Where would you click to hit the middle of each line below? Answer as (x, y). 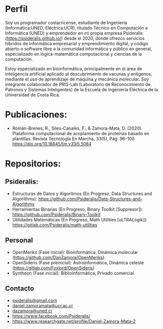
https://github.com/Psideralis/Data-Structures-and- (91, 199)
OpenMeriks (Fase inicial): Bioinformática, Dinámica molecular (75, 252)
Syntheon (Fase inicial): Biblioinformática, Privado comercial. (74, 273)
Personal (19, 240)
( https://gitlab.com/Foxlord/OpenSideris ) (53, 268)
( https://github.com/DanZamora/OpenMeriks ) (58, 257)
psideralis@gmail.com (35, 300)
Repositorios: (33, 164)
